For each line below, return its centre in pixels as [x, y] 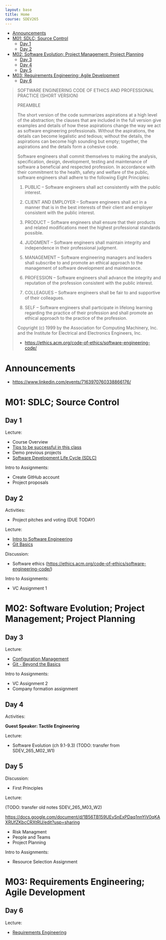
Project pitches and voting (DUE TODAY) [54, 520]
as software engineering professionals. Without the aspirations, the [86, 131]
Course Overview [30, 442]
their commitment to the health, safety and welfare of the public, [83, 172]
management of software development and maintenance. [83, 268]
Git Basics [23, 544]
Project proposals [30, 482]
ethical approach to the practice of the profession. [76, 318]
